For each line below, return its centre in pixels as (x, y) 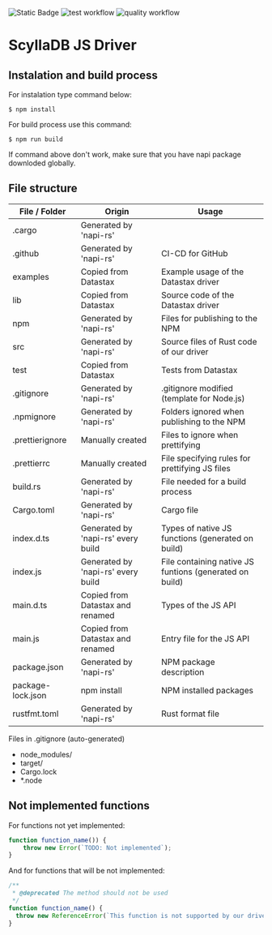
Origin (117, 211)
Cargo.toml (34, 509)
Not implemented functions (79, 806)
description (183, 671)
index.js (27, 572)
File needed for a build (204, 481)
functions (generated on (207, 538)
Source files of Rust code (209, 341)
